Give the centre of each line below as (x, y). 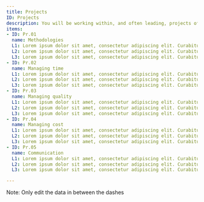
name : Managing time (38, 68)
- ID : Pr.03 (21, 91)
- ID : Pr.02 (21, 62)
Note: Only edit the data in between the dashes (65, 192)
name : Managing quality (42, 96)
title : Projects (27, 12)
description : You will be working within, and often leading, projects (99, 23)
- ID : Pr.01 (21, 35)
